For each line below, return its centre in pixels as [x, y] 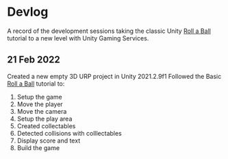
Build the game [38, 147]
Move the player [40, 104]
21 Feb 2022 [34, 60]
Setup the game [40, 97]
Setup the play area [45, 119]
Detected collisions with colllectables [69, 133]
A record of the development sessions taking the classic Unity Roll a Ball [109, 31]
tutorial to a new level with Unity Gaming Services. [78, 38]
